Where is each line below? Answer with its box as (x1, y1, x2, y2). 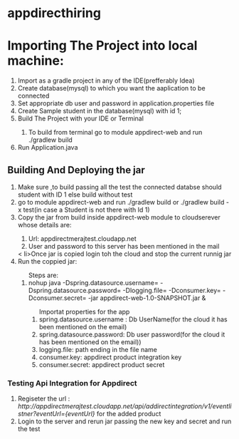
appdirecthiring (7, 5, 102, 21)
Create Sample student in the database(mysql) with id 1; (17, 107, 182, 115)
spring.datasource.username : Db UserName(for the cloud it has (38, 315, 228, 324)
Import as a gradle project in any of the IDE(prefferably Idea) (17, 76, 195, 85)
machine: (7, 53, 64, 69)
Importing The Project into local (7, 38, 198, 54)
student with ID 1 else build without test (17, 190, 133, 199)
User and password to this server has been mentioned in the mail (28, 242, 220, 250)
